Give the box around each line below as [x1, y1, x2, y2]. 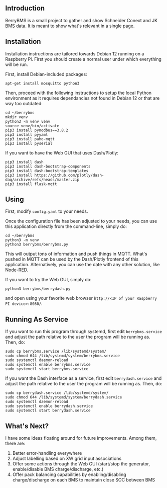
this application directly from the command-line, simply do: [5, 223, 127, 229]
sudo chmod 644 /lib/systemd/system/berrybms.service [5, 353, 120, 359]
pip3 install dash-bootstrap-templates [5, 168, 89, 173]
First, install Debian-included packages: [5, 71, 87, 77]
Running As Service [5, 315, 69, 323]
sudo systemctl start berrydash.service [5, 408, 91, 413]
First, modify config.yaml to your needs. [5, 208, 89, 214]
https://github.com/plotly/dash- [34, 173, 104, 178]
